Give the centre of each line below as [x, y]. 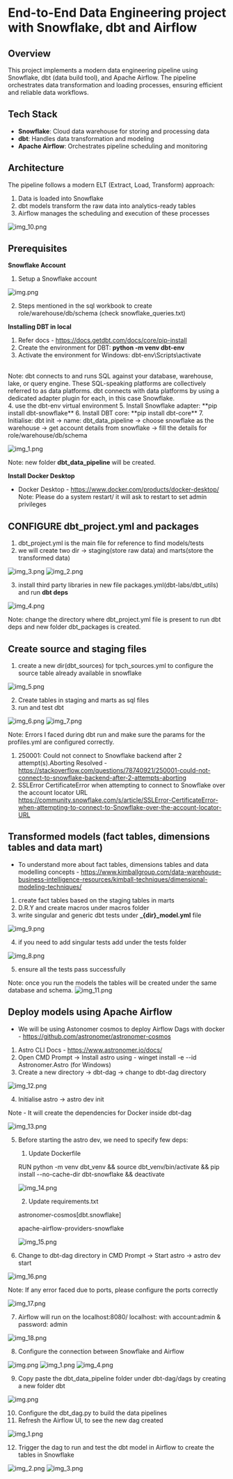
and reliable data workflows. [48, 92]
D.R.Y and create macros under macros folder [83, 907]
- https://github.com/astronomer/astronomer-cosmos [94, 1036]
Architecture [36, 168]
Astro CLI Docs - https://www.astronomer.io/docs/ [90, 1050]
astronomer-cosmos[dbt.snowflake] [70, 1214]
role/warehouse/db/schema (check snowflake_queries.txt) [102, 313]
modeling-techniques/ [50, 886]
